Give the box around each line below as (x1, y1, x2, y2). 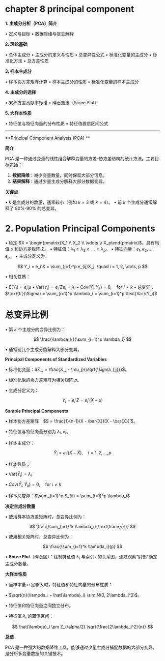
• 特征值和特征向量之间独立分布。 (5, 602, 74, 608)
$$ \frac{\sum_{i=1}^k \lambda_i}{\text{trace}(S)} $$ (29, 524, 136, 530)
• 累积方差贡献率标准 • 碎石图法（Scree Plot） (5, 99, 99, 105)
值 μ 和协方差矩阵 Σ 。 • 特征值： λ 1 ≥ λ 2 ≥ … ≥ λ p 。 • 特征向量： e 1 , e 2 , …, (5, 246, 154, 253)
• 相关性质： (5, 274, 30, 280)
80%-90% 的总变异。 (14, 205, 59, 211)
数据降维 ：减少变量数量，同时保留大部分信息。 (12, 172, 107, 178)
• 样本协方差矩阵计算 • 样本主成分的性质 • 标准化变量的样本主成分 (5, 79, 139, 85)
